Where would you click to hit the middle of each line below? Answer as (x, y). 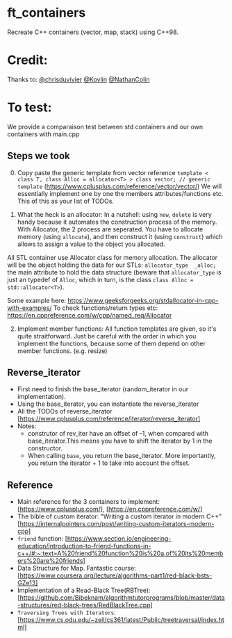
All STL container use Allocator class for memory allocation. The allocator (112, 257)
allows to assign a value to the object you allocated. (91, 244)
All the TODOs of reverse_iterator (65, 411)
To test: (30, 107)
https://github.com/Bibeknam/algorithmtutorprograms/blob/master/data (122, 598)
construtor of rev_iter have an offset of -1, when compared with (118, 434)
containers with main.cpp (43, 134)
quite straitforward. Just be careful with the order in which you (107, 336)
